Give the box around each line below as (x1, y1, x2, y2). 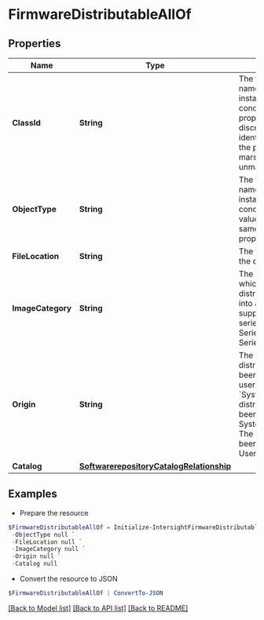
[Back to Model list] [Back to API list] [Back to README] (8, 603, 189, 613)
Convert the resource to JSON (19, 574, 118, 584)
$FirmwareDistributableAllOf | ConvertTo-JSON (8, 589, 163, 597)
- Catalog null (11, 560, 58, 568)
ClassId (12, 118, 41, 128)
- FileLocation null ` (11, 538, 82, 546)
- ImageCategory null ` (11, 545, 86, 553)
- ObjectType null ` (11, 531, 76, 538)
